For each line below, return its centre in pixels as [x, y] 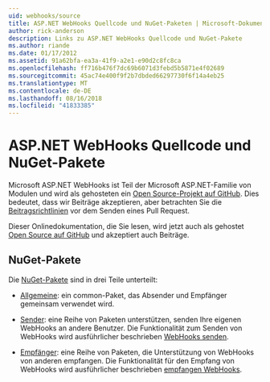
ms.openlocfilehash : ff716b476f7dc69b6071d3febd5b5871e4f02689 [117, 69]
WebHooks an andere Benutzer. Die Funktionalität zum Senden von [131, 328]
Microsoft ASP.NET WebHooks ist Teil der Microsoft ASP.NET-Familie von [130, 185]
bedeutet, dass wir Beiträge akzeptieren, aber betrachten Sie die [115, 202]
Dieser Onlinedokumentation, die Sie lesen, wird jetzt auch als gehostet [126, 226]
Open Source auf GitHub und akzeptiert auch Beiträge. [99, 235]
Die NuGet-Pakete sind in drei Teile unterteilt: [83, 280]
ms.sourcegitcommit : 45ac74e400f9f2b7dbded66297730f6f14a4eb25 [117, 76]
